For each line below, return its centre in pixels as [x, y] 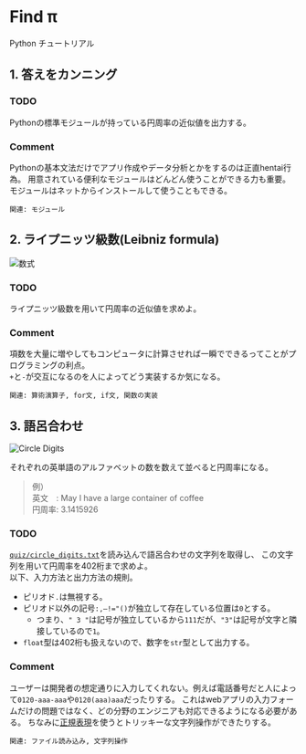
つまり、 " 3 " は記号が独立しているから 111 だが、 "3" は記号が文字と [163, 620]
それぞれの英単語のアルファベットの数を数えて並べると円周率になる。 [142, 467]
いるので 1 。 [83, 631]
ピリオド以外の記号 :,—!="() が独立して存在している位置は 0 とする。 [149, 608]
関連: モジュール [37, 209]
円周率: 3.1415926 [65, 509]
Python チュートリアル [52, 43]
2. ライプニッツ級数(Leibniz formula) [115, 240]
